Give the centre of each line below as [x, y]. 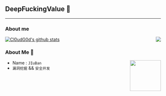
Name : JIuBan [27, 63]
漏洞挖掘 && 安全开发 [31, 68]
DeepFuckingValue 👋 [38, 9]
